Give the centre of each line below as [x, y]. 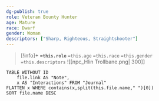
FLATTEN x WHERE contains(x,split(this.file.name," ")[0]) [80, 88]
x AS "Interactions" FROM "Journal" [62, 83]
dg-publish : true [27, 11]
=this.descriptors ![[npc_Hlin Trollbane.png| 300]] [83, 62]
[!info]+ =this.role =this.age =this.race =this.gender [87, 55]
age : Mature [21, 22]
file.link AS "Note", [43, 78]
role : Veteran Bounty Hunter [42, 17]
